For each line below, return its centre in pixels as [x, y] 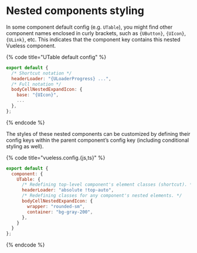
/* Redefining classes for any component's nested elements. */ [102, 196]
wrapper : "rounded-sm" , [56, 206]
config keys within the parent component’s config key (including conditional [98, 140]
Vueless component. [31, 46]
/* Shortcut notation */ [42, 73]
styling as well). [25, 146]
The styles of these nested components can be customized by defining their [98, 134]
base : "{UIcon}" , [38, 95]
